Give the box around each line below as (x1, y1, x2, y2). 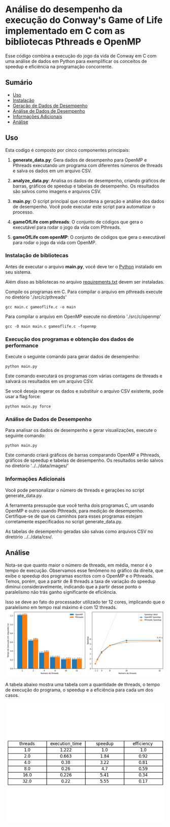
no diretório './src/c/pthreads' (5, 294, 67, 300)
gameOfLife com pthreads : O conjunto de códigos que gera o (12, 218, 143, 225)
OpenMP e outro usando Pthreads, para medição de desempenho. (5, 507, 144, 514)
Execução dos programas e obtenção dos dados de (5, 335, 134, 342)
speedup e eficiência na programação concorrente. (5, 63, 113, 70)
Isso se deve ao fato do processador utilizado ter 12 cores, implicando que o (5, 598, 165, 605)
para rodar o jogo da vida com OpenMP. (12, 239, 97, 245)
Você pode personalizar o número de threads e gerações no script (5, 487, 145, 493)
